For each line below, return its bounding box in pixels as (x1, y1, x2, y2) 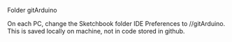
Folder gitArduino (7, 6, 57, 14)
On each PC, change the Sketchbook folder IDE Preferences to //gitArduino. (7, 20, 226, 27)
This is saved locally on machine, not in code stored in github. (7, 27, 185, 35)
